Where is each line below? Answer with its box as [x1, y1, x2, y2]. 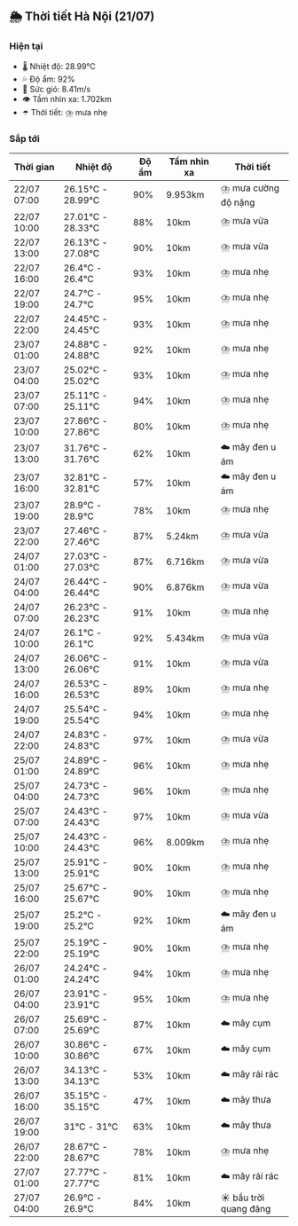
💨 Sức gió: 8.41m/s [21, 83, 91, 94]
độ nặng [220, 196, 255, 208]
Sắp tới [9, 132, 40, 145]
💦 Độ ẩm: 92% [21, 74, 75, 84]
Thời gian [13, 161, 55, 173]
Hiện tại [9, 40, 43, 52]
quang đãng [220, 1202, 271, 1214]
